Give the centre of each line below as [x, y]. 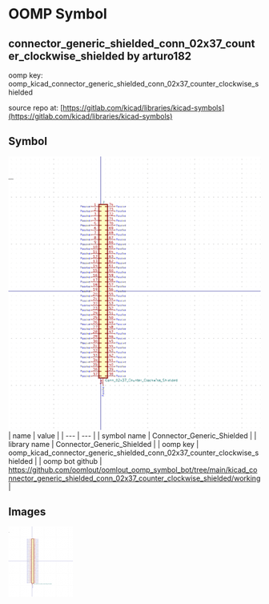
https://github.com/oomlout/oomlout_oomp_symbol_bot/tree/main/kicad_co [133, 469]
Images [27, 512]
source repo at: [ [36, 108]
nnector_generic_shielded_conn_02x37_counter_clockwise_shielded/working [134, 478]
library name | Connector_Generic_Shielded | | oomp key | [104, 444]
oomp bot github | [72, 461]
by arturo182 [159, 56]
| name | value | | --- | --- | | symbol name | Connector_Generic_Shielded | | [132, 435]
